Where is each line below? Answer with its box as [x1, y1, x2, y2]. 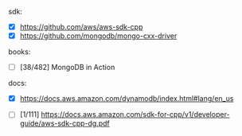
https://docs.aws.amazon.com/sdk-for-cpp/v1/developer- [41, 110, 230, 119]
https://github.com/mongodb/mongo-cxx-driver [19, 31, 178, 41]
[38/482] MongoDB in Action [19, 63, 115, 72]
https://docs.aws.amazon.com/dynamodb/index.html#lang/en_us [19, 94, 234, 103]
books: [8, 47, 31, 56]
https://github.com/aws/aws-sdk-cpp [19, 22, 143, 31]
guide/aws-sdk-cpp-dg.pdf [19, 119, 110, 128]
